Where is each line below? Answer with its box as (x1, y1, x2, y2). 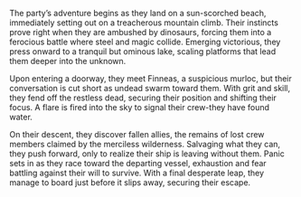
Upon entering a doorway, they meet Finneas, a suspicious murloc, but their (9, 73, 292, 84)
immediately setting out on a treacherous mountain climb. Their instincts (9, 17, 278, 28)
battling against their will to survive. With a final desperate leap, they (9, 167, 265, 178)
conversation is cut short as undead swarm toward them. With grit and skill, (9, 83, 291, 93)
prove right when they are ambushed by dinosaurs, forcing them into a (9, 27, 272, 37)
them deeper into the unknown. (9, 56, 127, 66)
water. (9, 112, 33, 122)
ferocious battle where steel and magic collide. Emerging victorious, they (9, 36, 281, 47)
